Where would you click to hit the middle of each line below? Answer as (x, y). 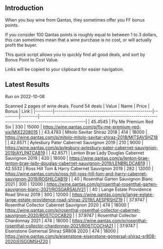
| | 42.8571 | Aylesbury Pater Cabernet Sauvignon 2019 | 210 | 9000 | (74, 142)
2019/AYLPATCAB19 (25, 153)
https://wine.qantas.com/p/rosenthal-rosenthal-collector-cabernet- (73, 210)
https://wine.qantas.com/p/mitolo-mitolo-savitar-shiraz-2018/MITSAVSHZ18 (81, 137)
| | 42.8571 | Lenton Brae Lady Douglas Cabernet (95, 153)
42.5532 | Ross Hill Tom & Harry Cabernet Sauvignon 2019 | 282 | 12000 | (79, 168)
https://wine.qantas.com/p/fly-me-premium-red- (92, 126)
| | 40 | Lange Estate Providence (119, 189)
